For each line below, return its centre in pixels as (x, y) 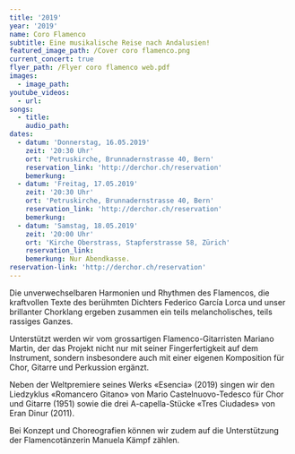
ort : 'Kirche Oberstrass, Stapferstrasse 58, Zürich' (128, 243)
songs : (22, 109)
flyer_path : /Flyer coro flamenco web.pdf (90, 68)
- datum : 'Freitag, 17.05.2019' (78, 184)
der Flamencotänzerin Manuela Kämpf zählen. (95, 440)
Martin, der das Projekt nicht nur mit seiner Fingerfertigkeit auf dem (134, 348)
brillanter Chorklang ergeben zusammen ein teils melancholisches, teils (141, 312)
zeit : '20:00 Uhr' (60, 234)
